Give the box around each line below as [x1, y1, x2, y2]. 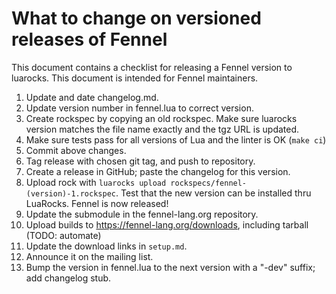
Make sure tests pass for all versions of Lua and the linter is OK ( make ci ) [25, 133, 327, 146]
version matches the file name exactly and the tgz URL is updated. [25, 123, 300, 135]
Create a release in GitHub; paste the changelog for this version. [25, 165, 291, 177]
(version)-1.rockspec [25, 188, 116, 199]
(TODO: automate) [25, 229, 102, 241]
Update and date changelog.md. [25, 91, 159, 103]
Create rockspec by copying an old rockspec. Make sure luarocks [25, 112, 298, 124]
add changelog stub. [25, 272, 112, 284]
